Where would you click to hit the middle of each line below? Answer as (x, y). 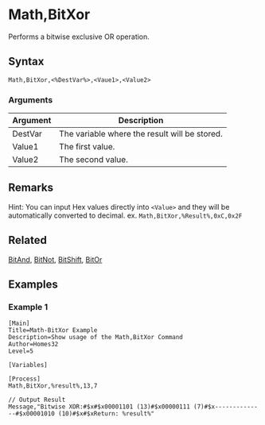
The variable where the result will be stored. (141, 134)
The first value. (87, 147)
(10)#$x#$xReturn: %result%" (107, 414)
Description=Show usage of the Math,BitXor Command (95, 338)
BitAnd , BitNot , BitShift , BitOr (55, 259)
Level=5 (21, 351)
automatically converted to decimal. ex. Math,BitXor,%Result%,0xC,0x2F (125, 215)
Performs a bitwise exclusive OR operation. (79, 37)
